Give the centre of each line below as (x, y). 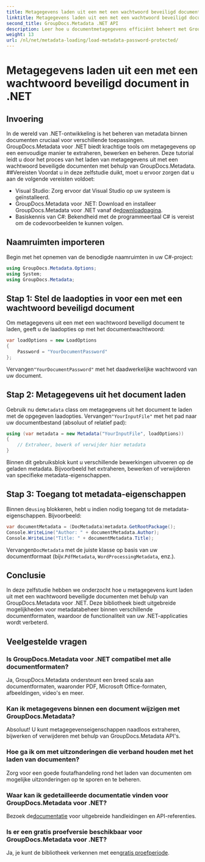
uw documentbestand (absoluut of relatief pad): (67, 422)
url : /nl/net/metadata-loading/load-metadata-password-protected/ (92, 40)
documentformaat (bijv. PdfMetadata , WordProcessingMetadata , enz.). (91, 556)
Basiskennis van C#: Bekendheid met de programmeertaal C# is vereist (105, 217)
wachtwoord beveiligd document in (98, 84)
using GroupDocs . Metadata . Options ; (52, 268)
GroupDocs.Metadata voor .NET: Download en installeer (86, 204)
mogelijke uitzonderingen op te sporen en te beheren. (74, 779)
